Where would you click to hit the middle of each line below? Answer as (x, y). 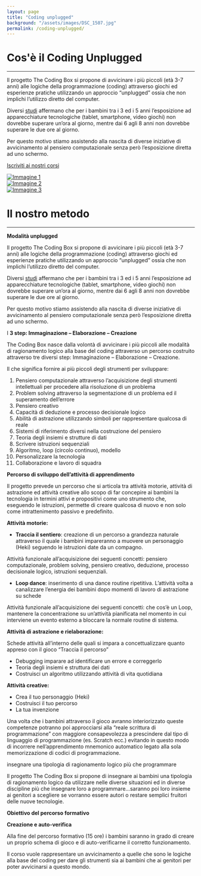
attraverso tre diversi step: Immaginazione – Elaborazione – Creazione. (93, 357)
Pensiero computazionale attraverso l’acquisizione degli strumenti (96, 380)
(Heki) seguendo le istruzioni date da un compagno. (79, 548)
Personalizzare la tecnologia (50, 457)
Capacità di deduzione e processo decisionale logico (81, 412)
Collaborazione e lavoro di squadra (58, 463)
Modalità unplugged (33, 236)
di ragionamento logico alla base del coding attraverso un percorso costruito (101, 351)
